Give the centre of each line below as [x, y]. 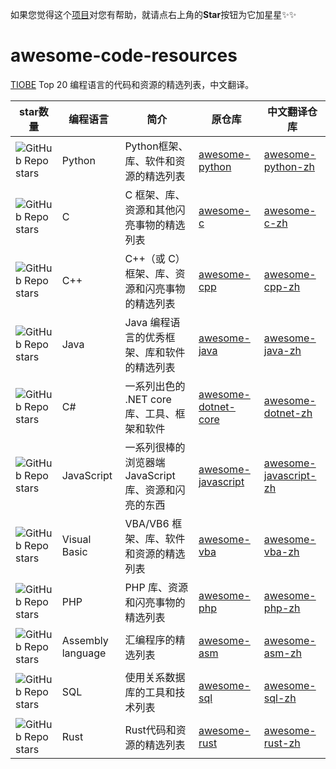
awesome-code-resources [124, 55]
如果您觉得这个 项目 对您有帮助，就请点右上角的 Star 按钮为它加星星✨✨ [153, 14]
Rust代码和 [150, 730]
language [84, 653]
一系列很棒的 [155, 447]
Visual [76, 539]
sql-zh [280, 698]
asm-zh [282, 653]
